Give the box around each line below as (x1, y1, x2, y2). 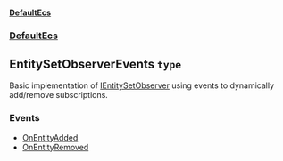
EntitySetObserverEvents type (9, 56, 181, 71)
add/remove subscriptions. (9, 90, 109, 101)
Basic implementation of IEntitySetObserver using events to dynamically (9, 80, 275, 91)
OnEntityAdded (21, 132, 79, 142)
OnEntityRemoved (21, 141, 89, 152)
